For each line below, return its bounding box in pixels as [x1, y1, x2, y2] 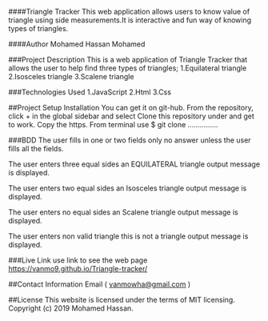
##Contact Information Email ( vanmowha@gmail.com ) [8, 279, 191, 289]
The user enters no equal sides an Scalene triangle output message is [8, 207, 238, 217]
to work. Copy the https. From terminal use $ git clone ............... [8, 120, 218, 129]
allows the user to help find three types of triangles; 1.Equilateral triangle [8, 63, 247, 73]
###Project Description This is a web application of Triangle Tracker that [8, 55, 248, 64]
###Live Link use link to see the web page [8, 255, 148, 265]
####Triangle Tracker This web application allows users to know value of [8, 7, 250, 16]
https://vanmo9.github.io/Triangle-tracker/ [8, 264, 148, 273]
